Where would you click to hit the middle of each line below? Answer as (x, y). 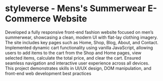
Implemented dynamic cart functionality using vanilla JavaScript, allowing (79, 48)
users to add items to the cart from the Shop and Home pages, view (73, 53)
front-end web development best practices (48, 73)
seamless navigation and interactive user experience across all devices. (77, 63)
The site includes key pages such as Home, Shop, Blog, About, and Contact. (82, 42)
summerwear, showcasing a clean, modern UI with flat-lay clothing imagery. (81, 37)
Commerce (28, 19)
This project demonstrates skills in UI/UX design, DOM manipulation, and (78, 68)
